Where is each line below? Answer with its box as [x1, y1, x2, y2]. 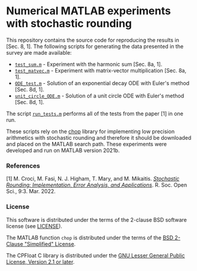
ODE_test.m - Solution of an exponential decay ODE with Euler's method [14, 79, 190, 87]
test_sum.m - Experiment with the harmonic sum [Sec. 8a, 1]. [14, 61, 163, 68]
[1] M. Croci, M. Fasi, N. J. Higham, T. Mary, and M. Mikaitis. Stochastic [6, 175, 180, 182]
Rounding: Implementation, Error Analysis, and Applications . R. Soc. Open [6, 181, 188, 188]
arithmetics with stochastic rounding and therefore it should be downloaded [6, 134, 192, 141]
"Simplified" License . [24, 240, 76, 247]
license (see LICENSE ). [6, 222, 62, 229]
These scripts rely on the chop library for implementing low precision [6, 128, 175, 135]
